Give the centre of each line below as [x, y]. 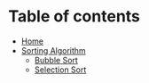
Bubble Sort [56, 60]
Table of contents [74, 17]
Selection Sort [60, 70]
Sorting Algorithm [53, 50]
